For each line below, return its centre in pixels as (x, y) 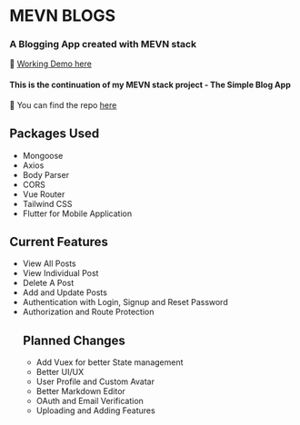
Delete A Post (48, 283)
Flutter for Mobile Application (77, 213)
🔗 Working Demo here (51, 64)
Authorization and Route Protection (88, 312)
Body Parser (46, 174)
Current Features (59, 242)
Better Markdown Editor (80, 391)
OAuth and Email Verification (90, 401)
